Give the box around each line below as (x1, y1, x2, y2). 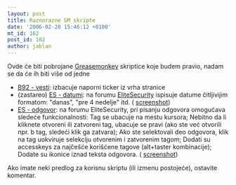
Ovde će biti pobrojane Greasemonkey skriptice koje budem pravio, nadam (7, 62, 224, 70)
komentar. (7, 171, 37, 179)
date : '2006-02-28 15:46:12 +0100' (7, 23, 112, 30)
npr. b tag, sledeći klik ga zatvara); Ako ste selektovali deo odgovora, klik (17, 128, 229, 136)
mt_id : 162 (7, 29, 39, 37)
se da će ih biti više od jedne (7, 69, 90, 78)
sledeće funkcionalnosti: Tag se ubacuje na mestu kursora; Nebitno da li (17, 113, 227, 121)
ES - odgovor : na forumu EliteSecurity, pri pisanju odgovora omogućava (17, 106, 226, 114)
